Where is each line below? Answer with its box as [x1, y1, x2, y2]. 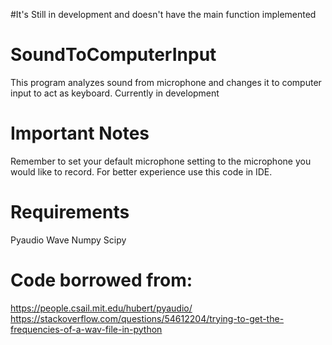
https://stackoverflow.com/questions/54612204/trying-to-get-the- [10, 312, 285, 324]
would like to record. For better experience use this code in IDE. [10, 165, 273, 178]
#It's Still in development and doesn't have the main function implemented [10, 9, 317, 20]
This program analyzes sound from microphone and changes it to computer [10, 76, 322, 88]
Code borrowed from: [10, 269, 193, 291]
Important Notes [10, 122, 150, 145]
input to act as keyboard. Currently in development [10, 87, 220, 99]
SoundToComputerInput [10, 44, 217, 66]
